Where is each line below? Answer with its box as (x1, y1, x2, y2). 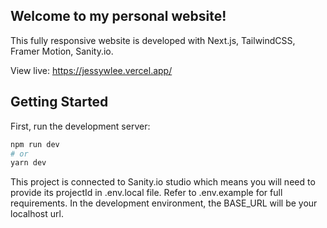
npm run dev (10, 139, 60, 149)
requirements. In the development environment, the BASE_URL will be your (10, 197, 318, 209)
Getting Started (10, 94, 109, 111)
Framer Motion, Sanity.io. (10, 45, 114, 57)
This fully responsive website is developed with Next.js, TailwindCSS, (10, 34, 296, 46)
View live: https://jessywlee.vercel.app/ (10, 64, 173, 76)
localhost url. (10, 208, 64, 220)
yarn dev (10, 158, 47, 168)
